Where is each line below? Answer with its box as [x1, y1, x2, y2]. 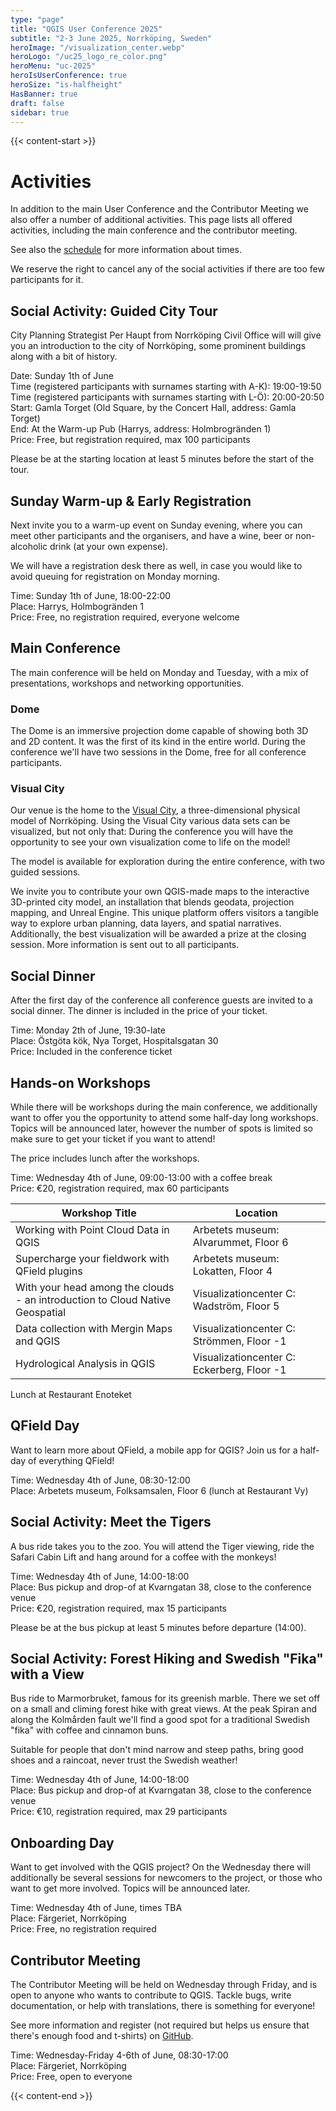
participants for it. [10, 274, 84, 286]
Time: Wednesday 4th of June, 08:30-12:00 [10, 1474, 191, 1486]
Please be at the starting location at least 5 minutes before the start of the [10, 453, 315, 465]
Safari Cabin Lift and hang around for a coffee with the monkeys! [10, 1551, 277, 1563]
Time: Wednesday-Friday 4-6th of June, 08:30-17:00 [10, 2049, 229, 2061]
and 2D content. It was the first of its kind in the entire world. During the [10, 736, 306, 748]
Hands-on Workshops [10, 1074, 152, 1091]
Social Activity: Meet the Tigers [10, 1514, 212, 1531]
